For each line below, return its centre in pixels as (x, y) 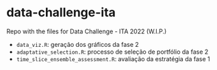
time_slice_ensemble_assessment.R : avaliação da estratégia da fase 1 (113, 58)
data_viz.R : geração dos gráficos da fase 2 (78, 44)
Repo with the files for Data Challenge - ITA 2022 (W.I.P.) (87, 31)
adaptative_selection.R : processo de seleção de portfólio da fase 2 (112, 52)
